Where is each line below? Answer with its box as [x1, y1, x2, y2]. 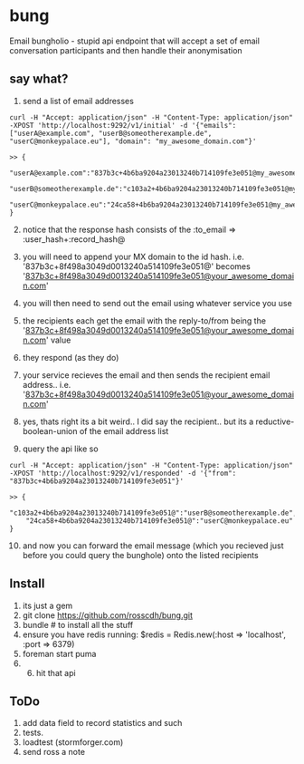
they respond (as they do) [22, 352, 119, 363]
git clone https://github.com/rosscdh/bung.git [22, 609, 193, 621]
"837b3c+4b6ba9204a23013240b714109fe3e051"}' [9, 477, 184, 486]
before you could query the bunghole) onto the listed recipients [22, 549, 260, 560]
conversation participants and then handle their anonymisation [9, 44, 242, 55]
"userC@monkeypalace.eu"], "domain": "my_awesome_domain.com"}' [9, 137, 257, 146]
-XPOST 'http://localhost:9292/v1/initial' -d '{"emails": [9, 121, 237, 130]
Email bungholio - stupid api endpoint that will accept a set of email [9, 35, 261, 46]
